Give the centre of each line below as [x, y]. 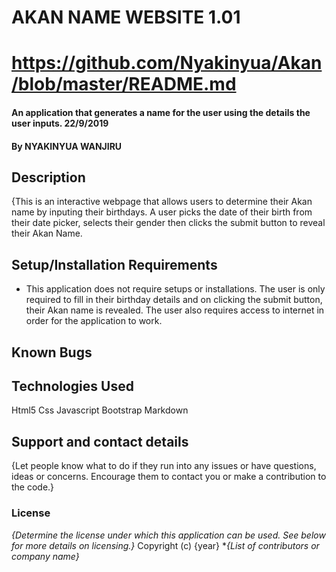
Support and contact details [100, 441]
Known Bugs [52, 352]
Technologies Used [72, 386]
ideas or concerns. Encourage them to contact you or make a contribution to [169, 477]
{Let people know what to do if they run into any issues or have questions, [164, 466]
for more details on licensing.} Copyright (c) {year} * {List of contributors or [165, 545]
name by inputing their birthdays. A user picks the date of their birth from [162, 212]
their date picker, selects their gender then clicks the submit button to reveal [168, 223]
